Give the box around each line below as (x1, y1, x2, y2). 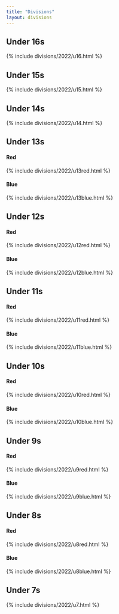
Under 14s (6, 103, 45, 114)
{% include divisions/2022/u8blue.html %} (6, 568, 111, 575)
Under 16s (6, 37, 45, 47)
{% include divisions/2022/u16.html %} (6, 52, 103, 60)
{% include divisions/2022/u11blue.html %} (6, 343, 112, 351)
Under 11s (6, 286, 43, 296)
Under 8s (6, 511, 42, 521)
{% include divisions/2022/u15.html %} (6, 86, 103, 93)
